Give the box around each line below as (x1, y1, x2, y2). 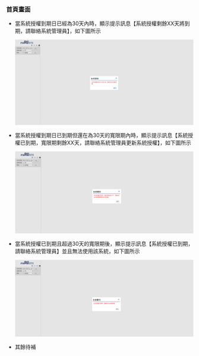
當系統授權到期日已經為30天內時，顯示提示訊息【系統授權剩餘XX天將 (14, 20, 185, 27)
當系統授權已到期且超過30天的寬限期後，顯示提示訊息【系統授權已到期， (14, 240, 194, 247)
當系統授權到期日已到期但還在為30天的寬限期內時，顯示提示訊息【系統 (14, 132, 188, 139)
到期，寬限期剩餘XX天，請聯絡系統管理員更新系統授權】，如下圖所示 (25, 139, 191, 147)
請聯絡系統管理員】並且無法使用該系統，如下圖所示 (14, 247, 140, 255)
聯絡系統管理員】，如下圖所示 (30, 27, 101, 35)
